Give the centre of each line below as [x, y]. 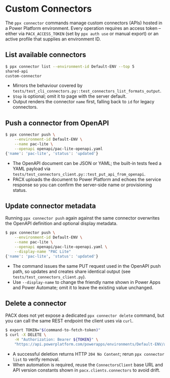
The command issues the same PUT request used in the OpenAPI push [87, 266]
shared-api [17, 71]
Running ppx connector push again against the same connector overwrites [82, 218]
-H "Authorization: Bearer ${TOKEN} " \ [56, 340]
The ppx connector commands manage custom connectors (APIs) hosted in [84, 23]
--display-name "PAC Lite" [43, 251]
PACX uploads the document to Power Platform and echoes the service [87, 179]
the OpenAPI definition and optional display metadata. [61, 224]
